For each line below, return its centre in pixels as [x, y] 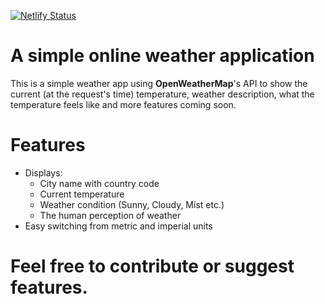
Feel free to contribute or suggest [152, 266]
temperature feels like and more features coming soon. [123, 104]
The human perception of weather [110, 215]
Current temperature [82, 194]
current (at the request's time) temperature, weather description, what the [162, 94]
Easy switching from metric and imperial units [118, 226]
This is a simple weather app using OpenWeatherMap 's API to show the [159, 83]
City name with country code [99, 183]
